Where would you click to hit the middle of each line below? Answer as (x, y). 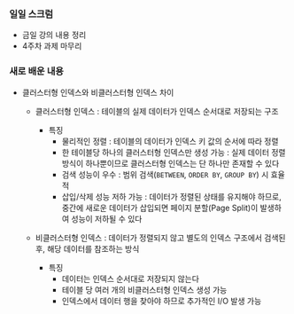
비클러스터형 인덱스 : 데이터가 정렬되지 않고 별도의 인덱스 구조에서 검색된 (160, 238)
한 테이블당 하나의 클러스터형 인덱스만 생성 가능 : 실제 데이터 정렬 (174, 152)
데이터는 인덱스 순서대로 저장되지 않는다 (130, 279)
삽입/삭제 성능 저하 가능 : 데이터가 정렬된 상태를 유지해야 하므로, (171, 196)
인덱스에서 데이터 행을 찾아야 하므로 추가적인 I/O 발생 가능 (162, 301)
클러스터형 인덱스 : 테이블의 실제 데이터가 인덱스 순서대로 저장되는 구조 (157, 111)
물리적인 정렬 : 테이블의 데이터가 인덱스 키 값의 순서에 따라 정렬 (170, 141)
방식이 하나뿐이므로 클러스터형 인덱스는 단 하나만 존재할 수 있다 (170, 163)
